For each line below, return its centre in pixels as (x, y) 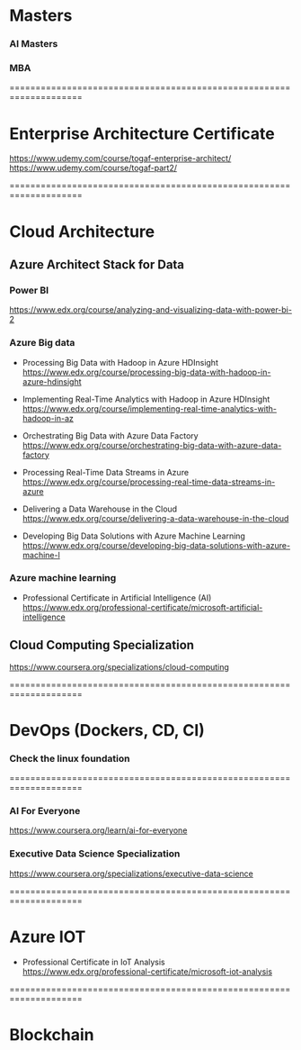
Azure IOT (48, 937)
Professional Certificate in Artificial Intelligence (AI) (117, 597)
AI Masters (34, 44)
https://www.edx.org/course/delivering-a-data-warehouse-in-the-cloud (155, 518)
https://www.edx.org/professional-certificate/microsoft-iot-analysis (147, 971)
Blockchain (52, 1034)
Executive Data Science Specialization (95, 854)
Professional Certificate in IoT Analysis (94, 962)
